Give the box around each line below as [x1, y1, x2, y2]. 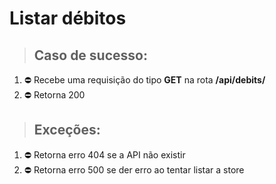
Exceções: [33, 122, 101, 139]
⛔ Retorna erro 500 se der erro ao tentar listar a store [23, 163, 245, 176]
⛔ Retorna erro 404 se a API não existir [23, 148, 186, 161]
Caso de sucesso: [33, 47, 148, 64]
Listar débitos [9, 7, 127, 30]
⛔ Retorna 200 [23, 89, 86, 101]
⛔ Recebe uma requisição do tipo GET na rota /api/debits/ [23, 74, 266, 86]
